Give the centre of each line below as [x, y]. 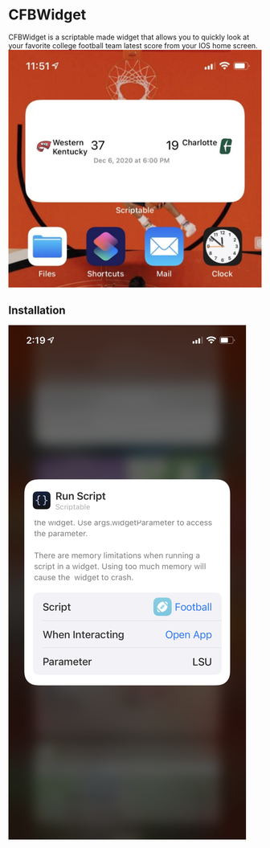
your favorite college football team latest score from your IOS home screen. [133, 45]
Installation [37, 310]
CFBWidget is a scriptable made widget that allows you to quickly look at [129, 37]
